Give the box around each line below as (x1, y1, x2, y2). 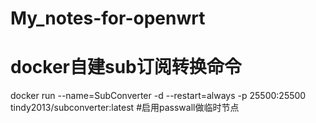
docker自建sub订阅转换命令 (10, 56, 242, 79)
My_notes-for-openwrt (10, 7, 206, 30)
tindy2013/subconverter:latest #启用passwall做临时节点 (10, 102, 240, 114)
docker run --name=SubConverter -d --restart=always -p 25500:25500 (10, 90, 307, 102)
